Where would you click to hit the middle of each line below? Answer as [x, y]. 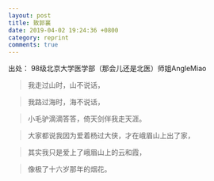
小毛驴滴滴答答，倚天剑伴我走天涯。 [87, 119]
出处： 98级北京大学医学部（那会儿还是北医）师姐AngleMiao [107, 69]
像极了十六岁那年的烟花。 [69, 169]
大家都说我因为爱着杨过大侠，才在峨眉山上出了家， [111, 136]
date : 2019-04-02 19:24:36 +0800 [63, 30]
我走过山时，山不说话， [66, 85]
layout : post [30, 15]
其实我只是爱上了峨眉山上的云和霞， [87, 153]
